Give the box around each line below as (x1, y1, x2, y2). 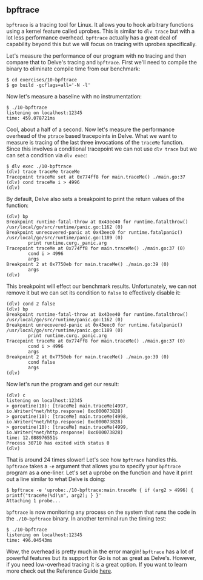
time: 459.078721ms (6, 115, 56, 121)
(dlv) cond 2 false (6, 301, 56, 307)
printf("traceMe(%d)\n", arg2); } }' (6, 492, 102, 499)
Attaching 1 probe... (6, 497, 61, 503)
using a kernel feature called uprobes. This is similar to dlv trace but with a (6, 27, 195, 35)
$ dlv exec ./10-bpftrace (6, 163, 72, 169)
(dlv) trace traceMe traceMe (6, 168, 80, 175)
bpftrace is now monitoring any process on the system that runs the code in (6, 508, 196, 516)
